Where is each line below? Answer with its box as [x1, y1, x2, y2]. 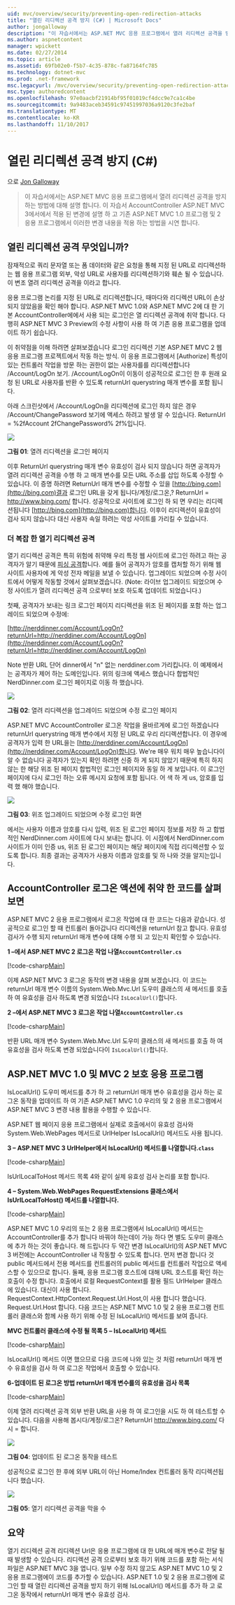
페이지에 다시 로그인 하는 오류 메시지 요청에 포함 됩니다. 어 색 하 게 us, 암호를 [7, 773, 217, 782]
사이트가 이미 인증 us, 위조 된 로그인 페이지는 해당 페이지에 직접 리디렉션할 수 [7, 842, 218, 851]
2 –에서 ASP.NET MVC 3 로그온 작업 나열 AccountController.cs [7, 1008, 183, 1017]
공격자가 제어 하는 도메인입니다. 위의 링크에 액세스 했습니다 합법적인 [14, 669, 199, 677]
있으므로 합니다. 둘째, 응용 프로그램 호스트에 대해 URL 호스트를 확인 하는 [27, 1268, 224, 1277]
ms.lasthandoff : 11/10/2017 [7, 120, 90, 128]
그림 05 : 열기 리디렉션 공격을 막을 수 [7, 1504, 106, 1513]
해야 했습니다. [22, 782, 59, 791]
